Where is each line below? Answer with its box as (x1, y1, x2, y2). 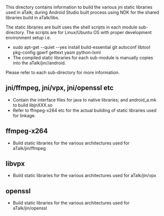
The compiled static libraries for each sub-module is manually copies (12, 55, 153, 61)
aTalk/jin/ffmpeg (12, 145, 46, 151)
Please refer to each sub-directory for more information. (5, 70, 120, 75)
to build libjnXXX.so (12, 102, 53, 108)
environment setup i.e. (5, 35, 51, 40)
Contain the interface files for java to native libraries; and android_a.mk (12, 97, 157, 103)
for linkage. (12, 112, 36, 118)
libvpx (5, 160, 25, 168)
